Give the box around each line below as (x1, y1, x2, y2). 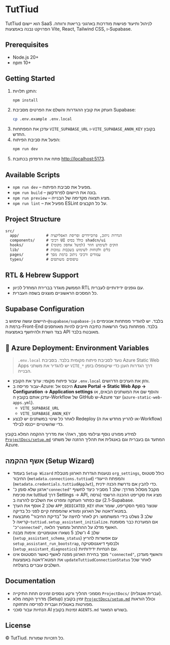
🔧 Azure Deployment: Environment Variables (5, 344, 149, 352)
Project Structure (5, 215, 61, 223)
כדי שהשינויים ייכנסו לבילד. (12, 421, 64, 427)
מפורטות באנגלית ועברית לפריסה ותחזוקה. (12, 601, 93, 607)
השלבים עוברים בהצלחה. (12, 562, 61, 568)
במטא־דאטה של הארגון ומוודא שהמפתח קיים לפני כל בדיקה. (12, 508, 128, 514)
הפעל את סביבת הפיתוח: (12, 136, 61, 143)
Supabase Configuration (5, 304, 85, 314)
